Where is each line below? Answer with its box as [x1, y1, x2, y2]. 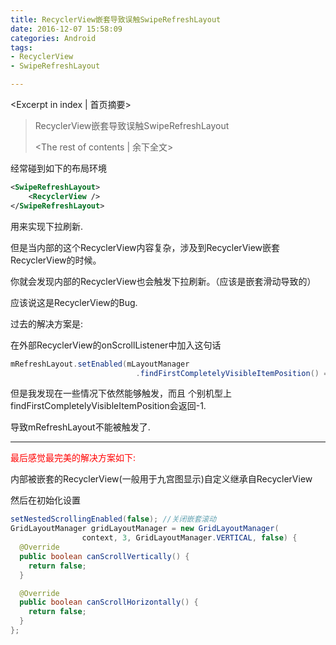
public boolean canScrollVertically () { [19, 551, 190, 561]
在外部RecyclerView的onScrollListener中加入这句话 [10, 339, 222, 351]
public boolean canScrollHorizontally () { [19, 597, 199, 608]
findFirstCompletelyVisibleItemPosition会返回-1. [10, 400, 207, 412]
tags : [10, 42, 33, 53]
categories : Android [10, 33, 97, 43]
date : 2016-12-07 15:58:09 [10, 24, 123, 34]
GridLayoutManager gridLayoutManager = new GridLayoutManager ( [10, 524, 280, 534]
